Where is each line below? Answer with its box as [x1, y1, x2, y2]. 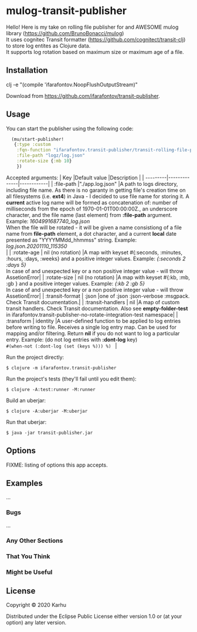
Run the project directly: [6, 354, 64, 361]
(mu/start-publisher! [11, 136, 64, 142]
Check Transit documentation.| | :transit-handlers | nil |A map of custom [6, 298, 180, 305]
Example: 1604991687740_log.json [6, 218, 90, 225]
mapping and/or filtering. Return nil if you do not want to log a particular [6, 329, 180, 337]
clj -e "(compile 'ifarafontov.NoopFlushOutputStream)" [6, 81, 138, 88]
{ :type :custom [13, 142, 51, 148]
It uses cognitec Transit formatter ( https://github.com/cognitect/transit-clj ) [6, 36, 186, 43]
